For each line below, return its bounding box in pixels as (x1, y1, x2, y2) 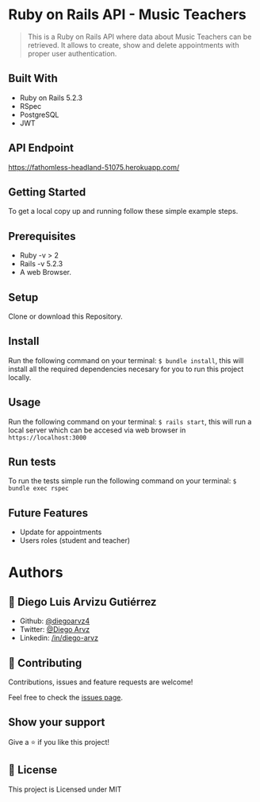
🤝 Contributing (8, 656, 82, 669)
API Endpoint (8, 141, 74, 155)
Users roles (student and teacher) (19, 536, 131, 545)
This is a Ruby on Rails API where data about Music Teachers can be (27, 32, 252, 41)
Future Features (8, 506, 89, 520)
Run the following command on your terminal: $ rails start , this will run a (8, 416, 252, 426)
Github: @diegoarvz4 (19, 616, 90, 626)
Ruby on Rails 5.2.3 (19, 93, 83, 103)
